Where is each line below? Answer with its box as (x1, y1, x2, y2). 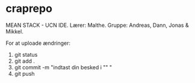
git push (14, 70, 35, 77)
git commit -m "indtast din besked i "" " (14, 63, 113, 70)
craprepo (5, 2, 52, 16)
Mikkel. (5, 27, 23, 35)
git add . (14, 57, 36, 64)
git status (14, 51, 38, 58)
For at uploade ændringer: (5, 39, 70, 47)
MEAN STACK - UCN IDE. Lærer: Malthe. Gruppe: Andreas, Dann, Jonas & (5, 21, 189, 29)
